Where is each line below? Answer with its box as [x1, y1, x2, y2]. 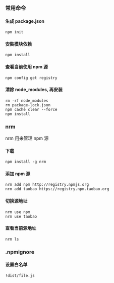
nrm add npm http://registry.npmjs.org [5, 182, 89, 187]
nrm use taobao [5, 214, 37, 219]
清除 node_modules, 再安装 [5, 87, 63, 93]
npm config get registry [5, 75, 58, 80]
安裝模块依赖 [5, 41, 32, 47]
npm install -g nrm [5, 159, 46, 165]
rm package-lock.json [5, 102, 51, 107]
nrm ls [5, 236, 19, 241]
